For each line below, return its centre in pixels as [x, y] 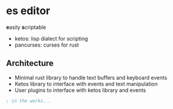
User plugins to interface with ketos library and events [80, 90]
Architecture [30, 63]
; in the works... [29, 101]
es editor [28, 11]
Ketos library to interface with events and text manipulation [86, 84]
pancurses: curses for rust [47, 45]
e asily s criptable [26, 27]
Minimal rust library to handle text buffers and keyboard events [91, 77]
